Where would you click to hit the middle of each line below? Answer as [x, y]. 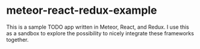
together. [17, 39]
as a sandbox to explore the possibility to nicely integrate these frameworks [100, 33]
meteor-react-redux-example [82, 10]
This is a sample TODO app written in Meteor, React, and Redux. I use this [98, 27]
